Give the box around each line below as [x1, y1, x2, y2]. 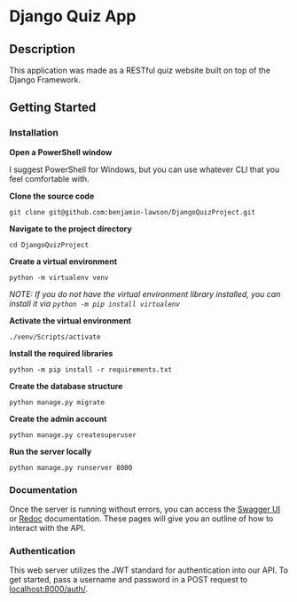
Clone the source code [9, 191, 95, 201]
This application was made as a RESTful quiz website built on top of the [9, 65, 270, 75]
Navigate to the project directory [9, 223, 132, 234]
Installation [9, 127, 59, 139]
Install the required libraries [9, 348, 113, 358]
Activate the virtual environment [9, 315, 131, 325]
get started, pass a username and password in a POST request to [9, 575, 248, 585]
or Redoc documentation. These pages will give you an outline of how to [9, 512, 274, 524]
